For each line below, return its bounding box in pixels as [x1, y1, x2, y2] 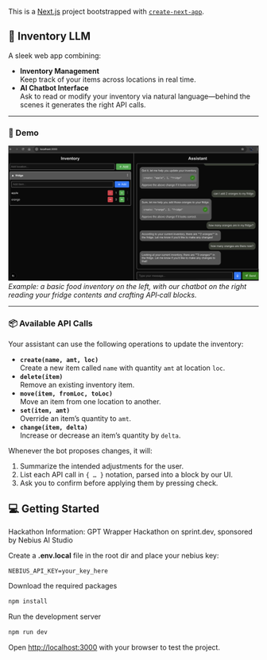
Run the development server [8, 612, 102, 622]
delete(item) [19, 372, 64, 380]
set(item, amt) [19, 407, 71, 415]
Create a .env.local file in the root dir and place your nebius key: [8, 551, 219, 561]
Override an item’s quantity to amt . [19, 413, 132, 423]
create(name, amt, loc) [19, 356, 99, 364]
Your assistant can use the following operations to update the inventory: [8, 339, 244, 349]
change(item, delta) [19, 423, 88, 431]
